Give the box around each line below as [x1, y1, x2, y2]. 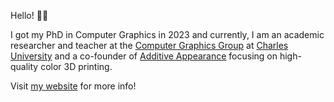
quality [10, 61, 39, 72]
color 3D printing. [40, 61, 113, 72]
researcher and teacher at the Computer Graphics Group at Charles [10, 40, 289, 51]
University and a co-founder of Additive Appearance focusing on [10, 50, 278, 62]
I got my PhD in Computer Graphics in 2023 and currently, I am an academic [10, 29, 325, 40]
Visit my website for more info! [10, 80, 137, 92]
